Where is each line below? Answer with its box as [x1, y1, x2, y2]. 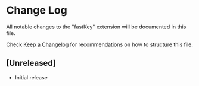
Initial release [14, 74, 48, 81]
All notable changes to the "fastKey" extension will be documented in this [6, 23, 186, 30]
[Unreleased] [6, 58, 57, 68]
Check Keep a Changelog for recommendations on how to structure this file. [6, 41, 194, 48]
